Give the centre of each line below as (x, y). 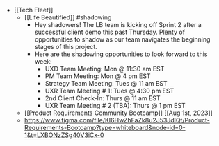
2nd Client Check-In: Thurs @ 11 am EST (103, 98)
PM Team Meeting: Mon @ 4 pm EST (98, 76)
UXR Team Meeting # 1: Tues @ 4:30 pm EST (109, 91)
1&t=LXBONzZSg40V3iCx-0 (64, 135)
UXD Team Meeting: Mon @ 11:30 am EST (105, 69)
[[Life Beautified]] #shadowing (68, 17)
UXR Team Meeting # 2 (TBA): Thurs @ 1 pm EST (115, 106)
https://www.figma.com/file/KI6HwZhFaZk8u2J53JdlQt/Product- (117, 120)
